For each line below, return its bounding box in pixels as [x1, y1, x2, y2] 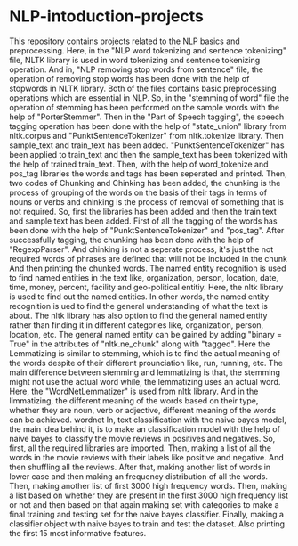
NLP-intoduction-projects [9, 6, 205, 27]
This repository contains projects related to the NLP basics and [9, 36, 240, 46]
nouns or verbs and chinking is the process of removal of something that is [9, 196, 285, 207]
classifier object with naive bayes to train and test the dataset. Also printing [9, 518, 286, 529]
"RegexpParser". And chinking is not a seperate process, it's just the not [9, 243, 274, 255]
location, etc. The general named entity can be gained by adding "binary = [9, 329, 283, 339]
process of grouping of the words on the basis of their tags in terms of [9, 187, 268, 198]
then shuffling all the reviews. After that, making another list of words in [9, 461, 271, 472]
